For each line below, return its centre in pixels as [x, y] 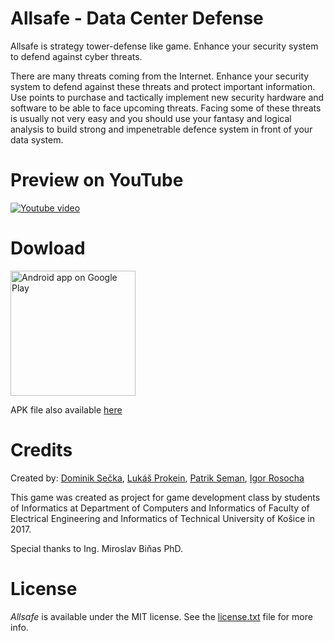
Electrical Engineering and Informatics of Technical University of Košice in [162, 518]
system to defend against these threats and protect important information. [163, 86]
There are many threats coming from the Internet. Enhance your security [160, 76]
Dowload [48, 248]
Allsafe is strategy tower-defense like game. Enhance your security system [164, 46]
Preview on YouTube [97, 180]
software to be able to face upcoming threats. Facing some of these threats [166, 108]
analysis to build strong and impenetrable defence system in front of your [161, 129]
